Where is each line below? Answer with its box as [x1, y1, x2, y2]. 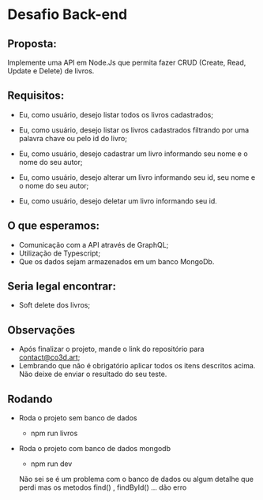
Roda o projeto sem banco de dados [18, 413, 137, 423]
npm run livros [30, 428, 78, 438]
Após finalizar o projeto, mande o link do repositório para [18, 345, 205, 354]
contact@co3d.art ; [18, 353, 81, 362]
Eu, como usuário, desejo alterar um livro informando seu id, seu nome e [18, 172, 256, 182]
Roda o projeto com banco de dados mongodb [18, 444, 171, 453]
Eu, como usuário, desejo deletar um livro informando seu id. [18, 196, 218, 206]
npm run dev [30, 459, 73, 468]
